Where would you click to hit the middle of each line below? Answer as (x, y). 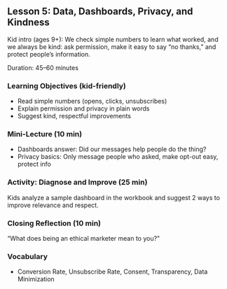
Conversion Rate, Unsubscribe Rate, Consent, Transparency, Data (112, 272)
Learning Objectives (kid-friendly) (67, 85)
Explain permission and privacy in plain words (83, 108)
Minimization (36, 279)
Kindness (29, 23)
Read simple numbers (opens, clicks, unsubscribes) (92, 101)
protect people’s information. (49, 54)
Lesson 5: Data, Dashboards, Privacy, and (100, 12)
